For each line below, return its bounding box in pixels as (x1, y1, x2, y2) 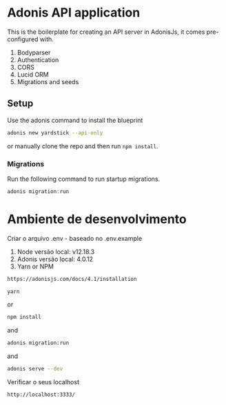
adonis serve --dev (7, 366, 63, 373)
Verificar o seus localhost (7, 378, 79, 386)
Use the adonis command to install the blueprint (7, 116, 143, 124)
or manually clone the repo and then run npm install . (7, 141, 158, 150)
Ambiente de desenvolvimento (7, 211, 187, 227)
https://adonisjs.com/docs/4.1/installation (7, 275, 137, 282)
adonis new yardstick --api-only (7, 129, 103, 136)
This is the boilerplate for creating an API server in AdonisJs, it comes (7, 28, 205, 36)
